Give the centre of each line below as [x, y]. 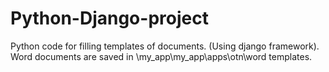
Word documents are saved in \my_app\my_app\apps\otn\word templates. [161, 56]
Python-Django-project [109, 18]
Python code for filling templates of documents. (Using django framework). [165, 46]
